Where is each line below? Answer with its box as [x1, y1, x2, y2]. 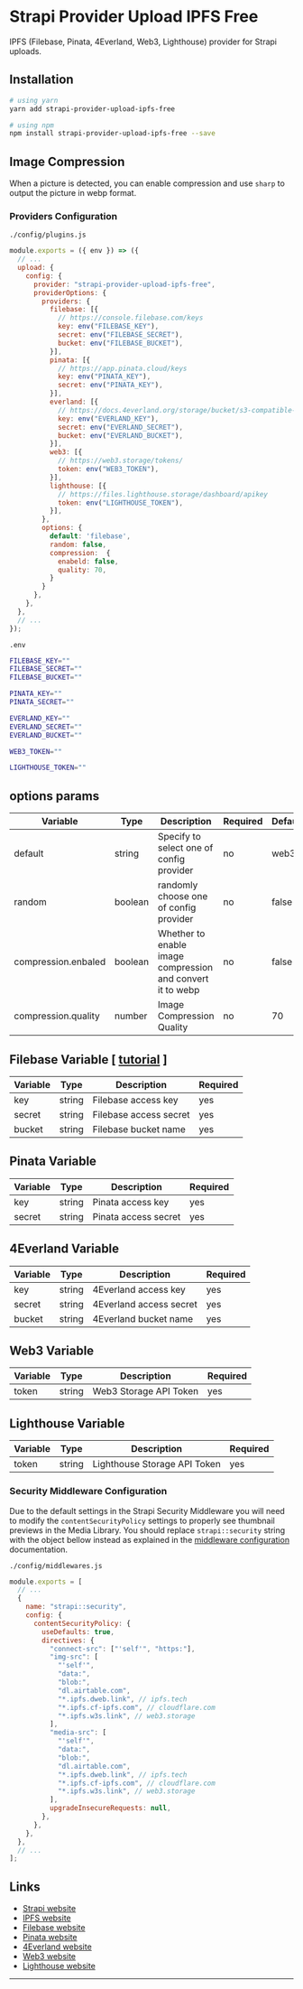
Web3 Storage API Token [92, 1385, 199, 1398]
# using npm [9, 120, 54, 130]
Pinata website [22, 1932, 78, 1943]
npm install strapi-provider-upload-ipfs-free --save [9, 129, 216, 138]
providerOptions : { [32, 288, 106, 297]
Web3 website [22, 1951, 77, 1962]
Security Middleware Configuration [9, 1485, 168, 1498]
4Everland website [22, 1941, 92, 1952]
